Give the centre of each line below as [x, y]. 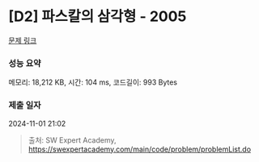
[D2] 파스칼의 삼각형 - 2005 [98, 17]
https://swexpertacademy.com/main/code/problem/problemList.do [140, 149]
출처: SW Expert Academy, [72, 140]
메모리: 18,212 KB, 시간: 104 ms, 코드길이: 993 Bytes [93, 82]
